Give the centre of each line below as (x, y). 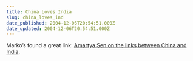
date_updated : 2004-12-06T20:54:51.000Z (58, 28)
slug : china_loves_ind (35, 17)
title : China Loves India (39, 12)
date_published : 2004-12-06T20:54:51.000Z (61, 23)
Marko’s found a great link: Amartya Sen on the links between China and (96, 45)
